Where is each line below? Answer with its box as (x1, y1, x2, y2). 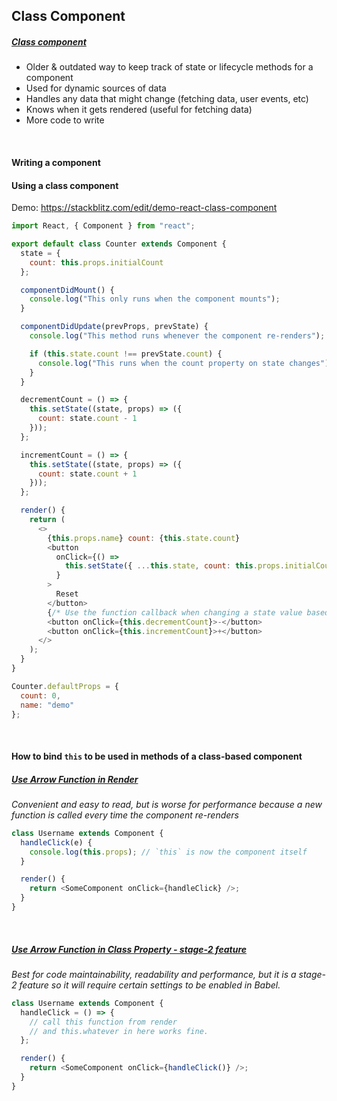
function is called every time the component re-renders (11, 809, 239, 821)
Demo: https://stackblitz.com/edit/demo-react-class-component (11, 202, 278, 214)
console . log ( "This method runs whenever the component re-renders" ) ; (29, 331, 326, 341)
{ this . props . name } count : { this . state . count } (47, 533, 241, 543)
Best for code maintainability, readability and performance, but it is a (11, 968, 297, 980)
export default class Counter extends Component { (11, 239, 227, 249)
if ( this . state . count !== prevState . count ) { (29, 349, 223, 359)
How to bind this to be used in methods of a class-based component (11, 750, 303, 762)
